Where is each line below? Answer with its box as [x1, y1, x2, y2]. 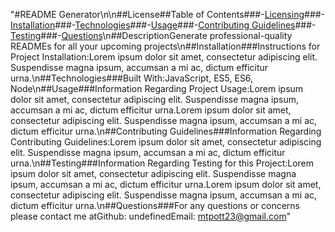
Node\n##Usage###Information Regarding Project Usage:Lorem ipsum [10, 83, 304, 94]
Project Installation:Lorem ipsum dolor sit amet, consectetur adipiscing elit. [10, 51, 318, 63]
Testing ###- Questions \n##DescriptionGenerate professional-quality [10, 30, 293, 41]
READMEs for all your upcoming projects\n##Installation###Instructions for [10, 40, 321, 52]
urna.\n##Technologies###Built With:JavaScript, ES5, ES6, [10, 72, 254, 84]
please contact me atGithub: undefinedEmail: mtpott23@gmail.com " [10, 210, 292, 222]
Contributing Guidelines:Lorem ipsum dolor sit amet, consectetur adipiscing [10, 136, 322, 148]
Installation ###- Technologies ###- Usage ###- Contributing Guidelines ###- [10, 19, 316, 31]
